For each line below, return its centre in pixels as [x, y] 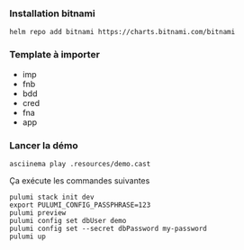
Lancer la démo [44, 145]
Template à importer [55, 55]
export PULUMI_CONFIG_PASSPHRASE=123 [80, 205]
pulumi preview [38, 213]
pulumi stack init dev [52, 197]
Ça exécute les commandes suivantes [80, 180]
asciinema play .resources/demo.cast [80, 164]
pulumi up [28, 237]
